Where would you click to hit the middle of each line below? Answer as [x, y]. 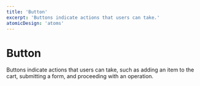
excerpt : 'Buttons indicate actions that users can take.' [83, 18]
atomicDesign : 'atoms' [35, 23]
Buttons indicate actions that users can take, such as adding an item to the [100, 70]
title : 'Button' [27, 12]
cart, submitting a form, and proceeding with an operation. [80, 76]
